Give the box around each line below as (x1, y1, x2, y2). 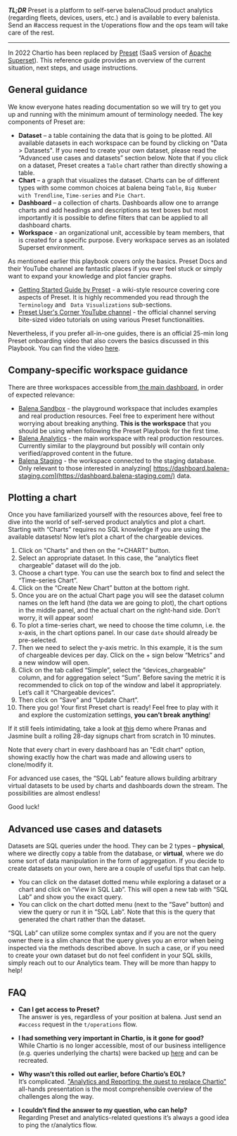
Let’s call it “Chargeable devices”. (18, 689, 115, 697)
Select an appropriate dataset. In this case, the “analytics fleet (18, 554, 199, 562)
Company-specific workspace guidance (8, 364, 188, 376)
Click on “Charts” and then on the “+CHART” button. (18, 547, 171, 555)
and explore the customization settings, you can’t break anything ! (18, 710, 211, 720)
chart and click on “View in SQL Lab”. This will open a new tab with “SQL (18, 886, 229, 894)
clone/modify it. (8, 760, 53, 769)
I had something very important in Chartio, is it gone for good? (18, 1034, 205, 1042)
